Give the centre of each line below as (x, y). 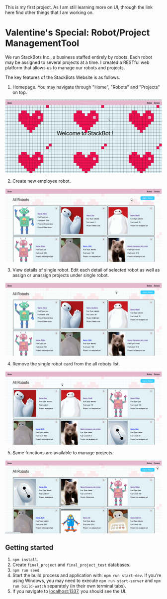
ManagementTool (42, 43)
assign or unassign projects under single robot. (61, 275)
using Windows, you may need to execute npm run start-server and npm (86, 581)
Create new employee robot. (42, 181)
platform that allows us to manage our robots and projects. (65, 67)
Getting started (29, 547)
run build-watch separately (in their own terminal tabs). (69, 586)
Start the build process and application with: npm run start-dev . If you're (87, 576)
